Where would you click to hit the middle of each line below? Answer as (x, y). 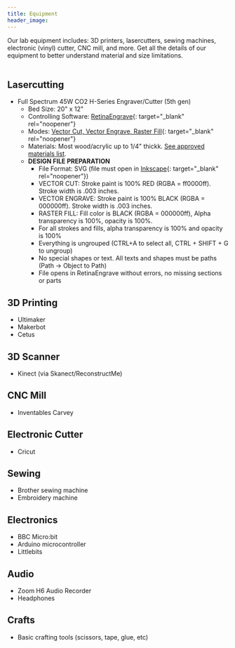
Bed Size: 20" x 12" (56, 109)
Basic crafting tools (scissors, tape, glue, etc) (83, 637)
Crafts (21, 620)
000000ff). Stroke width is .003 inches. (95, 206)
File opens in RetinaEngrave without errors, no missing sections (130, 273)
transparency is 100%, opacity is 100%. (95, 221)
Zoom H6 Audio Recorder (54, 591)
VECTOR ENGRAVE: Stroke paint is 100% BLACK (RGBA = (122, 199)
